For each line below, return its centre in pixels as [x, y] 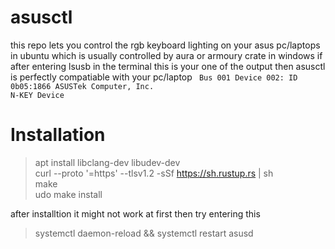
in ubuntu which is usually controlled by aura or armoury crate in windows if [166, 55]
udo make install [68, 194]
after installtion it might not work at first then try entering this [135, 213]
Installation [58, 135]
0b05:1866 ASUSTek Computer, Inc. [82, 86]
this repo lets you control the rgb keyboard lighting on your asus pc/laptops [165, 45]
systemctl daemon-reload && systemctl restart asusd [144, 233]
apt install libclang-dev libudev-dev [107, 162]
